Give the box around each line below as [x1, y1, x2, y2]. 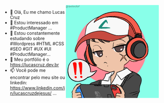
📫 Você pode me [9, 67, 46, 73]
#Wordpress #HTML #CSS [9, 41, 64, 47]
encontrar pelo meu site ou [9, 74, 65, 80]
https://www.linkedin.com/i [9, 85, 65, 91]
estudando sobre [9, 36, 45, 41]
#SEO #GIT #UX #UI [9, 46, 52, 51]
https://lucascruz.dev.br [9, 62, 59, 67]
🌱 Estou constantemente [9, 30, 60, 36]
